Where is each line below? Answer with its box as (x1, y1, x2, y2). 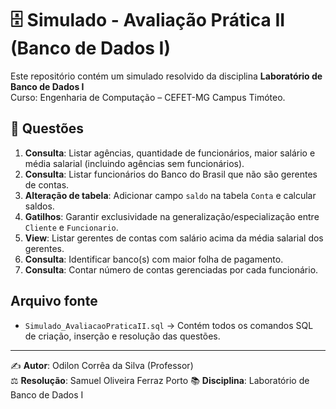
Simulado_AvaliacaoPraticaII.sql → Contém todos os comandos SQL (24, 319, 314, 331)
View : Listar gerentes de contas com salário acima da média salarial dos (24, 232, 324, 244)
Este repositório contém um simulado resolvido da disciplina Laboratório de (10, 70, 323, 82)
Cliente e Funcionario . (24, 221, 119, 233)
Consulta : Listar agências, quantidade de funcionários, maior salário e (24, 147, 316, 159)
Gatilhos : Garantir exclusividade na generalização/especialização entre (24, 210, 320, 222)
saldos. (24, 200, 55, 212)
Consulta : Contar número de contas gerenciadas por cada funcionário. (24, 263, 319, 276)
